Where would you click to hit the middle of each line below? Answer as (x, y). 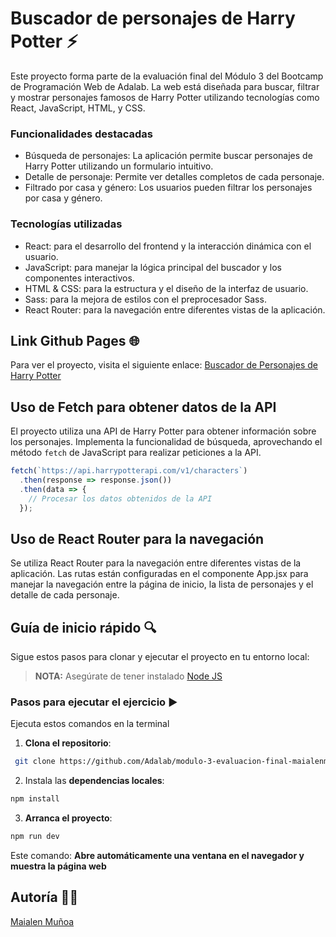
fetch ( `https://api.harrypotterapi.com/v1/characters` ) (129, 471)
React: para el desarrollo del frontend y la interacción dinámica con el (168, 246)
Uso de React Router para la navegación (137, 538)
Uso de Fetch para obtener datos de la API (143, 407)
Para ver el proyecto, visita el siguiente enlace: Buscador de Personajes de (164, 365)
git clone (35, 762)
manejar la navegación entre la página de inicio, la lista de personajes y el (162, 584)
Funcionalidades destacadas (82, 134)
